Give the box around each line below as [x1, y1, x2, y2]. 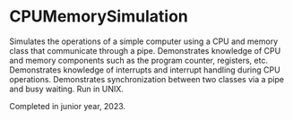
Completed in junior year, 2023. [9, 100, 126, 111]
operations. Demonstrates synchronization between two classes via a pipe [9, 73, 285, 84]
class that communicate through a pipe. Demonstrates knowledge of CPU [9, 45, 281, 56]
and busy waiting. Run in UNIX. [9, 83, 124, 94]
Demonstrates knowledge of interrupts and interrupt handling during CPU [9, 64, 280, 75]
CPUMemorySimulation [9, 6, 188, 27]
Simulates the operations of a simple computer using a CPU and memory [9, 36, 279, 47]
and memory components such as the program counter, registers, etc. [9, 55, 269, 65]
